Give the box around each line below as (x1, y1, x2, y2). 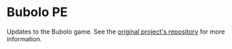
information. (6, 34, 43, 43)
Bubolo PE (6, 4, 68, 20)
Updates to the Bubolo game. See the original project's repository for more (6, 27, 225, 36)
